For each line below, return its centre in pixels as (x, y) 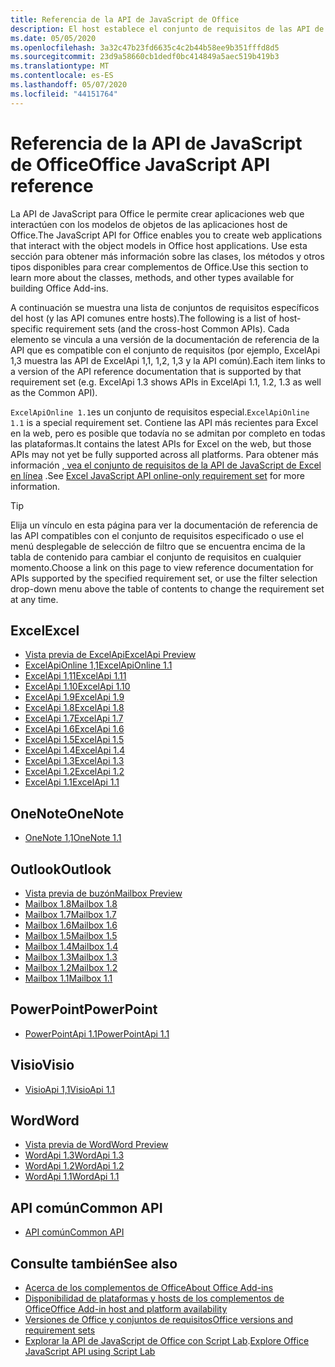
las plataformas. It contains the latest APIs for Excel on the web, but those (161, 443)
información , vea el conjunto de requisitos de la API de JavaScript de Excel (166, 465)
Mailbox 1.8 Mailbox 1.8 (71, 904)
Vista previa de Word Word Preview (96, 1145)
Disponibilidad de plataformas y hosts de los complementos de (154, 1298)
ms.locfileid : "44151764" (64, 94)
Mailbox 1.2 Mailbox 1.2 (71, 967)
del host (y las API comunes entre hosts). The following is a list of (143, 318)
